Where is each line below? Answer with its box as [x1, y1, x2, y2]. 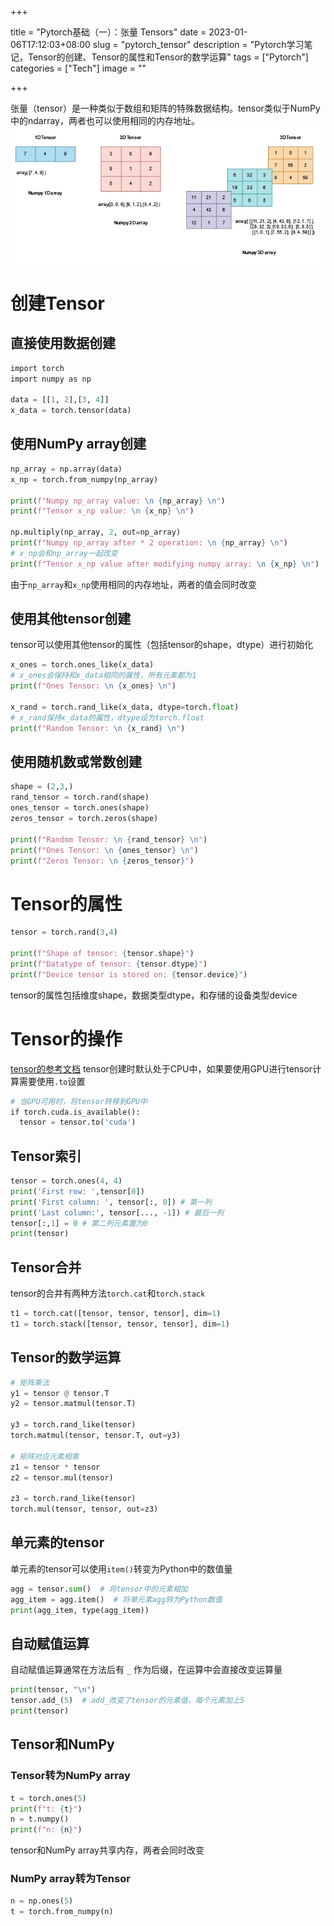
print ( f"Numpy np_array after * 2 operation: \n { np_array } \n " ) [10, 538, 288, 548]
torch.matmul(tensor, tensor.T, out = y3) [10, 1431, 182, 1441]
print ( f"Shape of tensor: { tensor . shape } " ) [10, 949, 195, 959]
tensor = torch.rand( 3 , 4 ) [10, 927, 118, 938]
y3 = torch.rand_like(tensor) [10, 1420, 137, 1430]
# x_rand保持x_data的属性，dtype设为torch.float [10, 712, 205, 723]
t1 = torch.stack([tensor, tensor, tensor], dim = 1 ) [10, 1319, 230, 1330]
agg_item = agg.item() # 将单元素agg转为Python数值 [10, 1594, 223, 1605]
